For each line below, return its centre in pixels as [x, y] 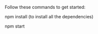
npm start [15, 26]
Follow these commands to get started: [45, 7]
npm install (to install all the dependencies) [49, 17]
